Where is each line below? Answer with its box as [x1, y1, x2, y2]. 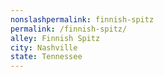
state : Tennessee [10, 52, 83, 62]
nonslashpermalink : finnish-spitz [10, 14, 155, 25]
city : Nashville [10, 42, 78, 53]
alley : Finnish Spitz [10, 33, 101, 43]
